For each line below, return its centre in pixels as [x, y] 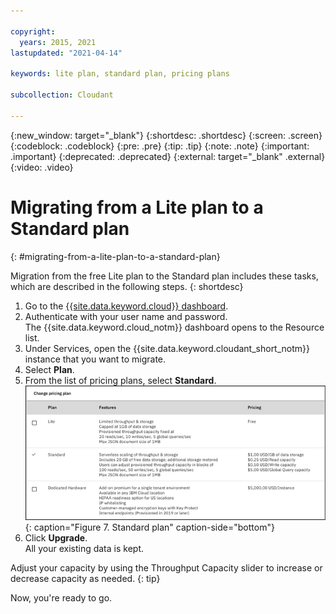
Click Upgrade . [56, 538]
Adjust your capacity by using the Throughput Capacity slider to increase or [166, 568]
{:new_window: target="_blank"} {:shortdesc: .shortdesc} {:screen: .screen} [166, 135]
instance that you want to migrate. [95, 359]
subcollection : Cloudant [62, 95]
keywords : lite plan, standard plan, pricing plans [120, 74]
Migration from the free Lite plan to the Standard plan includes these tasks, [164, 276]
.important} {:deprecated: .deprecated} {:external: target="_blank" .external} [168, 156]
